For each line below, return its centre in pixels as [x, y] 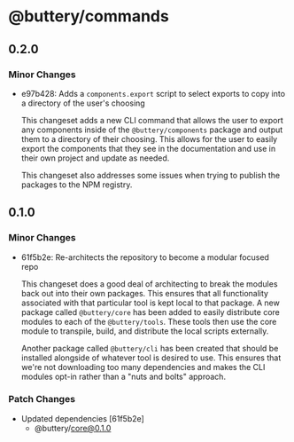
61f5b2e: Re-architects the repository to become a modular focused [145, 257]
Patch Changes [42, 399]
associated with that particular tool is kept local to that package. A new [150, 303]
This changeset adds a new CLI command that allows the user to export [152, 120]
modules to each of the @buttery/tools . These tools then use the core [149, 321]
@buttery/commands [89, 16]
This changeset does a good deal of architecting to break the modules [149, 284]
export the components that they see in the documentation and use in [148, 148]
